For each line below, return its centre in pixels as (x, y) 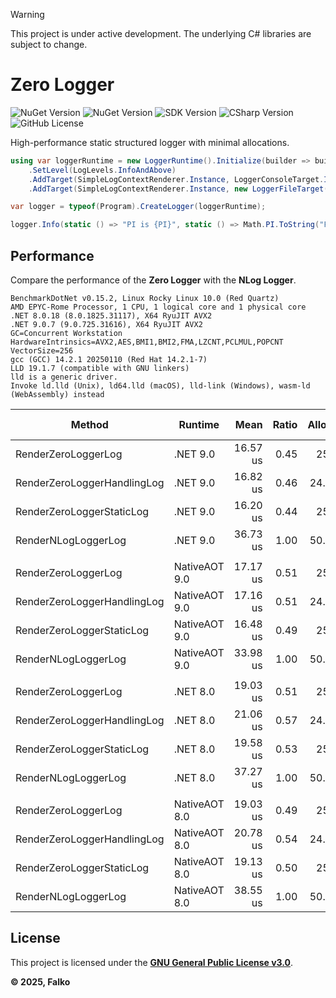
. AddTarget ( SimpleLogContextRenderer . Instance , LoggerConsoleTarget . (176, 179)
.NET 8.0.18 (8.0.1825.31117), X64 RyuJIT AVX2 (111, 316)
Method (89, 424)
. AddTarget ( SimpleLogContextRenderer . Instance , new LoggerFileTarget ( (178, 189)
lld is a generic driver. (64, 377)
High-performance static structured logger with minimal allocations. (150, 142)
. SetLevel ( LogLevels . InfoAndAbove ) (102, 170)
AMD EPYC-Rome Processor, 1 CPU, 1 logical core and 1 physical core (158, 307)
